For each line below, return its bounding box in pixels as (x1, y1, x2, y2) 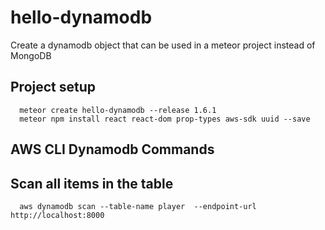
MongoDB (10, 49, 52, 61)
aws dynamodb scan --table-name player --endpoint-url (19, 201, 257, 211)
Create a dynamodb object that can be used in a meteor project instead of (10, 39, 316, 51)
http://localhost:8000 (10, 210, 105, 220)
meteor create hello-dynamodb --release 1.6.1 (19, 105, 217, 115)
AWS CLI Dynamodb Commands (10, 141, 215, 158)
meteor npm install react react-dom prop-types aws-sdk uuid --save (19, 114, 311, 124)
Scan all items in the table (10, 175, 174, 192)
